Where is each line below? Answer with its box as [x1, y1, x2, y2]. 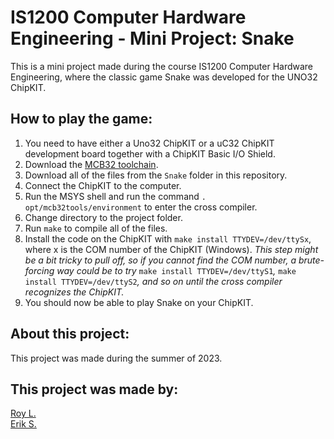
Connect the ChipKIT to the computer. [24, 179, 182, 191]
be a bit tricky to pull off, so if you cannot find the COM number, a [24, 254, 297, 266]
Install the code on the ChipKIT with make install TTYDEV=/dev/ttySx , [24, 232, 312, 245]
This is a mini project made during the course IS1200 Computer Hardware [10, 60, 314, 72]
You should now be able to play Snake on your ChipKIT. [24, 296, 254, 308]
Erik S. [10, 418, 37, 430]
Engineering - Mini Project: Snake [10, 27, 295, 50]
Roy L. [10, 407, 37, 420]
